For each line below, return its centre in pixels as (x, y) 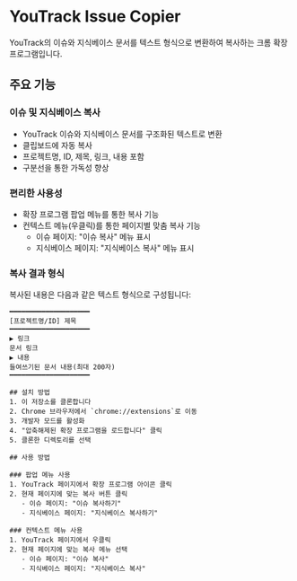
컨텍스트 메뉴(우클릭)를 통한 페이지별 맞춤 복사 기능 (111, 225)
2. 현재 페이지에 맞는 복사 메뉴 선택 (69, 550)
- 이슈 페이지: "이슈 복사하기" (71, 504)
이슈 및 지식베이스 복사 (55, 112)
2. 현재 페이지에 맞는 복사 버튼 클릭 (69, 494)
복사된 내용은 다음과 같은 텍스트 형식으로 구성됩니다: (100, 295)
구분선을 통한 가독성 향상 (66, 167)
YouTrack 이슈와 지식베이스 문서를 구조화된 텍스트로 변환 (122, 134)
